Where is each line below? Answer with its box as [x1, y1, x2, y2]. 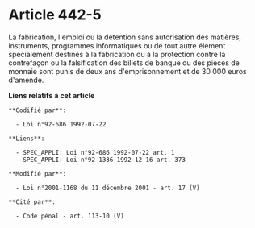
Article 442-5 [8, 6, 102, 24]
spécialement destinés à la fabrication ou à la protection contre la [8, 49, 226, 59]
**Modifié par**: [8, 169, 67, 178]
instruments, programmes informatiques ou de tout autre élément [8, 40, 226, 50]
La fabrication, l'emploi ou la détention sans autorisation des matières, [8, 32, 242, 42]
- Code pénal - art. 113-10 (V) [15, 212, 125, 220]
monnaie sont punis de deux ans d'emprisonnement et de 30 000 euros [8, 66, 248, 76]
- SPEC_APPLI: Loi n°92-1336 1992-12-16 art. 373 [15, 155, 186, 164]
